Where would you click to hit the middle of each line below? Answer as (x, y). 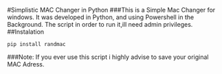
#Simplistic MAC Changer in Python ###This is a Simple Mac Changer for (111, 10)
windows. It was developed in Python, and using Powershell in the (101, 17)
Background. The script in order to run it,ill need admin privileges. (100, 24)
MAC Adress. (26, 64)
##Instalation (26, 32)
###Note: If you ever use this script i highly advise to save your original (108, 57)
